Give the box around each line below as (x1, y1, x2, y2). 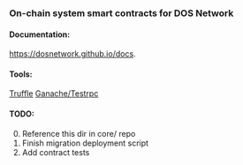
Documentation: (9, 29, 71, 40)
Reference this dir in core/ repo (21, 128, 136, 139)
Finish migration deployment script (21, 138, 148, 148)
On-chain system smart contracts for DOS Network (9, 7, 234, 19)
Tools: (9, 69, 33, 79)
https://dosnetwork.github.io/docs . (9, 49, 136, 59)
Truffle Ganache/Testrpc (9, 88, 99, 99)
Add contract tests (21, 146, 90, 157)
